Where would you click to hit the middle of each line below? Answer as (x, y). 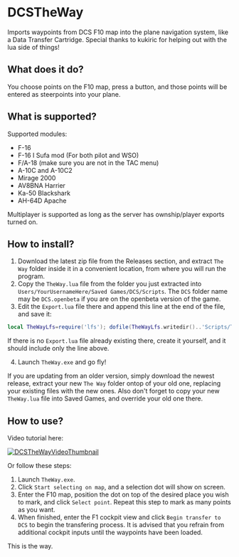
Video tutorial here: (36, 438)
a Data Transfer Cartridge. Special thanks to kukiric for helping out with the (117, 39)
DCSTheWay (46, 12)
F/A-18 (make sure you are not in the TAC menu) (88, 163)
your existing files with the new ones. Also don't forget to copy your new (113, 391)
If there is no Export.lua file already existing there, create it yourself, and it (117, 341)
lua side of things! (33, 47)
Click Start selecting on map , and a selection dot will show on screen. (121, 487)
